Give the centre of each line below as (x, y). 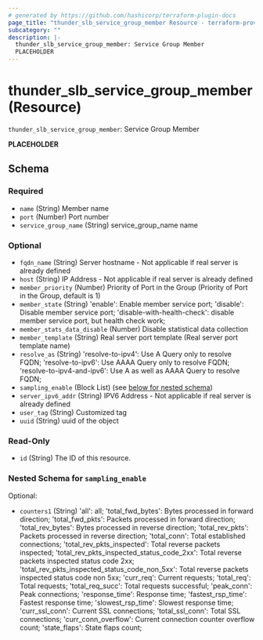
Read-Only (29, 441)
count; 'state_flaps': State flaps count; (81, 627)
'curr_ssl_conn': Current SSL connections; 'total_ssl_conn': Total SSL (130, 611)
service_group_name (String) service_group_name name (108, 225)
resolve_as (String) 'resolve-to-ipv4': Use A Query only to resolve (126, 354)
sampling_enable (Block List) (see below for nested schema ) (116, 387)
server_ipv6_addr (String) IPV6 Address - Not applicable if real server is (135, 395)
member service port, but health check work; (92, 320)
